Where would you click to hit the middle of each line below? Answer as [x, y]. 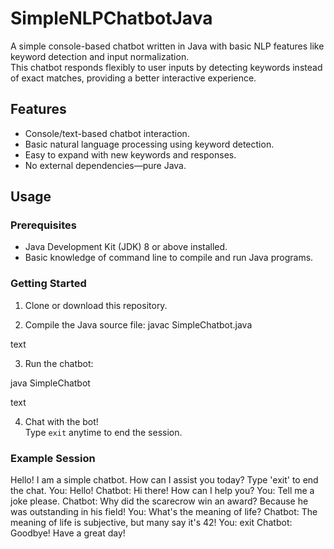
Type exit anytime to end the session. [103, 432]
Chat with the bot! [61, 421]
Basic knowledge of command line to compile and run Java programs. [169, 258]
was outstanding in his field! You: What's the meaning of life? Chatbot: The [164, 512]
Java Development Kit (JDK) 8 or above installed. [126, 247]
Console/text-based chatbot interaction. [107, 133]
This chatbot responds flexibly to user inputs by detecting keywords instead [166, 67]
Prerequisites [43, 225]
